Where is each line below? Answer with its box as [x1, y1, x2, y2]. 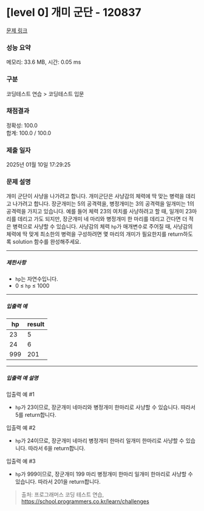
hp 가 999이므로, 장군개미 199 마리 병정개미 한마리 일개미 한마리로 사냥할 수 [15, 470, 193, 478]
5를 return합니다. [15, 411, 56, 419]
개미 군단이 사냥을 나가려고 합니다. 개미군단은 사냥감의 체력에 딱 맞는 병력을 [6, 193, 185, 200]
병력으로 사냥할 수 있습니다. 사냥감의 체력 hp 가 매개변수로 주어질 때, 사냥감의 [12, 223, 193, 230]
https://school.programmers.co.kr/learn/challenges [21, 498, 150, 505]
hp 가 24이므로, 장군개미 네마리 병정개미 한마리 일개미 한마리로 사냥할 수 [15, 437, 185, 444]
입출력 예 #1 [6, 391, 35, 398]
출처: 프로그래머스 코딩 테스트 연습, [21, 491, 104, 498]
